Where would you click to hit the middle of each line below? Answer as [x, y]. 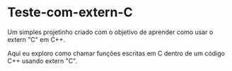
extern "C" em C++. [36, 39]
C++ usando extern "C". [42, 60]
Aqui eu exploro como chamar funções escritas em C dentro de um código [116, 53]
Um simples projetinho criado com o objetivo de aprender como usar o [110, 32]
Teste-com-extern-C [70, 12]
